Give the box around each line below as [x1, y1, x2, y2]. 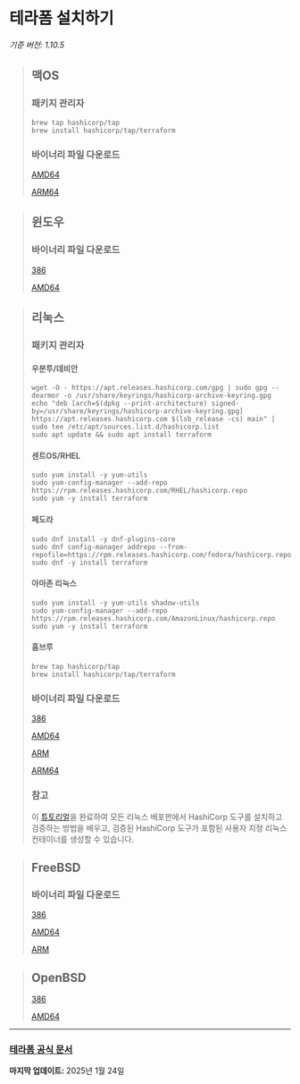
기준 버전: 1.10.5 [9, 39, 65, 50]
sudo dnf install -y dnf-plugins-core [30, 534, 176, 544]
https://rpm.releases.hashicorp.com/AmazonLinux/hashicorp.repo [30, 614, 276, 622]
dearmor [30, 391, 60, 401]
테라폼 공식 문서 [9, 1043, 73, 1055]
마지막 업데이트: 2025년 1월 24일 [9, 1065, 125, 1076]
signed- [211, 399, 240, 408]
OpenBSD [30, 970, 87, 985]
